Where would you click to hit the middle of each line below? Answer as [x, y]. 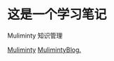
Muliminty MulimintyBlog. [44, 50]
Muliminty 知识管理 [35, 35]
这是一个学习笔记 [57, 15]
